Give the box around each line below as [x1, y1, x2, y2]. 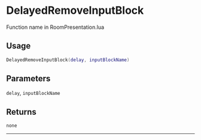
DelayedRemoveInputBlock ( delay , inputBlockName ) [6, 56, 130, 63]
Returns [6, 106, 37, 117]
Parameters [6, 73, 51, 84]
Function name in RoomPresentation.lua [6, 23, 105, 31]
